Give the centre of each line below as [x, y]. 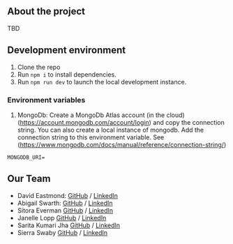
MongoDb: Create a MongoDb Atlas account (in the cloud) [101, 115]
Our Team [29, 179]
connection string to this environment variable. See [91, 137]
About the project [46, 12]
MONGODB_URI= [26, 157]
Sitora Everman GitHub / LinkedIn [65, 210]
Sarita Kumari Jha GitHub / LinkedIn [69, 225]
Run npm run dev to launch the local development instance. [102, 82]
